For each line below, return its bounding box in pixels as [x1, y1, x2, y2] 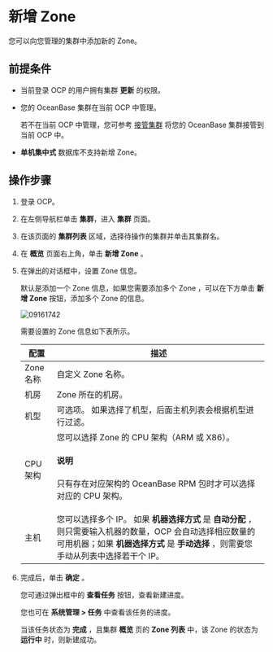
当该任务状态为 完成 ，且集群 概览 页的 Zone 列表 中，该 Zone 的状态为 [19, 624, 258, 635]
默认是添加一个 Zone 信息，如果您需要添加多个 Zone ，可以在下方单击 [19, 282, 255, 293]
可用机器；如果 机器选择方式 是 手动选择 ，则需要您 [56, 538, 253, 549]
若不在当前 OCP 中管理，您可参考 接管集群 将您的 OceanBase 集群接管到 [19, 120, 265, 129]
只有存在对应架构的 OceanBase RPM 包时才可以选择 [56, 478, 256, 489]
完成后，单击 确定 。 [19, 573, 89, 583]
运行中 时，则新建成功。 [19, 635, 102, 645]
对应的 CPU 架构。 [56, 490, 128, 501]
